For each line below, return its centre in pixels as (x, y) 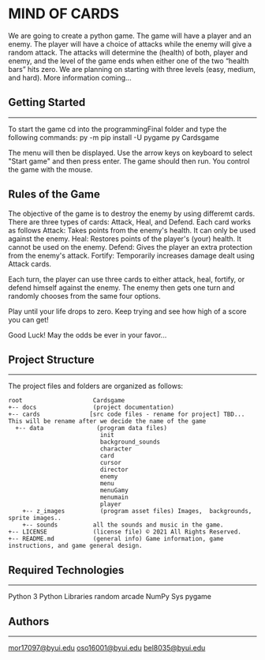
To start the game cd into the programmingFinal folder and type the (118, 129)
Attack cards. (30, 264)
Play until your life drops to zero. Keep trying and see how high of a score (127, 311)
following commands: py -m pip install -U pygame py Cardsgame (114, 137)
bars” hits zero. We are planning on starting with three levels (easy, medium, (132, 69)
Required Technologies (66, 570)
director (114, 470)
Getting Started (47, 102)
